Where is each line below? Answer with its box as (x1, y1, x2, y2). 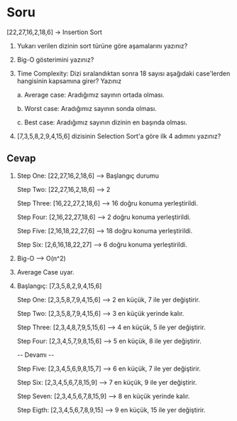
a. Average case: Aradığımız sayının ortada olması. (16, 90, 165, 99)
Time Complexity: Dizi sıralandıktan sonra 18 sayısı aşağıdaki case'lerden (16, 69, 231, 78)
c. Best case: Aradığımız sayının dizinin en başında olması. (16, 118, 187, 127)
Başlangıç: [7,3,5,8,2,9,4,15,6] (16, 282, 102, 290)
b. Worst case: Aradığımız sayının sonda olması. (16, 104, 157, 112)
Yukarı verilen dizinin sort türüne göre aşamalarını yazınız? (16, 41, 188, 50)
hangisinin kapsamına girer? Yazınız (16, 76, 122, 85)
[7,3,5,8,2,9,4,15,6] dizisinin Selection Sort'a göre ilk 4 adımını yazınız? (16, 132, 221, 140)
